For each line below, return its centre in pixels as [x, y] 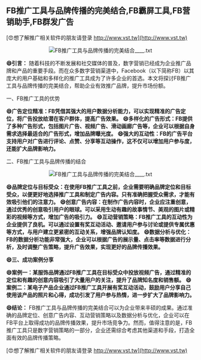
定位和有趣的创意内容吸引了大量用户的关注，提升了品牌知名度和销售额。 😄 [99, 280]
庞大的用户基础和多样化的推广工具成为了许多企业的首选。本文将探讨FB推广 [99, 78]
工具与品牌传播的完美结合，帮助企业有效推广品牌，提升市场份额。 [87, 85]
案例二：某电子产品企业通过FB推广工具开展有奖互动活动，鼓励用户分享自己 [99, 287]
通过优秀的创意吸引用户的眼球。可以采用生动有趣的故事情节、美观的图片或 [98, 209]
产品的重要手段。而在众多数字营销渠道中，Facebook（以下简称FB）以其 [105, 70]
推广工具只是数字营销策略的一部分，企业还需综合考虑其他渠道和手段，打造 [98, 330]
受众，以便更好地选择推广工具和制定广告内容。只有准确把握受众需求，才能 [98, 194]
